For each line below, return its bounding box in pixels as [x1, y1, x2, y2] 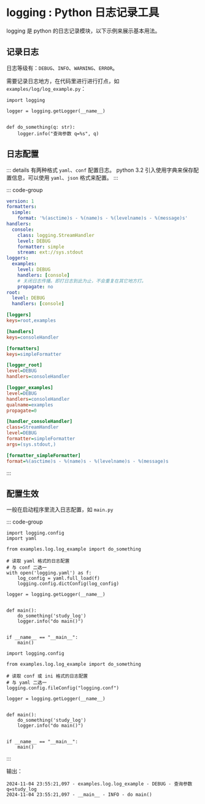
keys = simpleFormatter [6, 351, 62, 357]
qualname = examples [6, 401, 53, 408]
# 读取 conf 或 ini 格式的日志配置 [6, 673, 88, 679]
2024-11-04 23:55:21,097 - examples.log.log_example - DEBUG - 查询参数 [6, 781, 193, 787]
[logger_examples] [6, 385, 53, 391]
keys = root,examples [6, 317, 56, 324]
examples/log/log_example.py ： [6, 85, 87, 92]
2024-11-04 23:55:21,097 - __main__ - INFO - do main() [6, 792, 152, 798]
